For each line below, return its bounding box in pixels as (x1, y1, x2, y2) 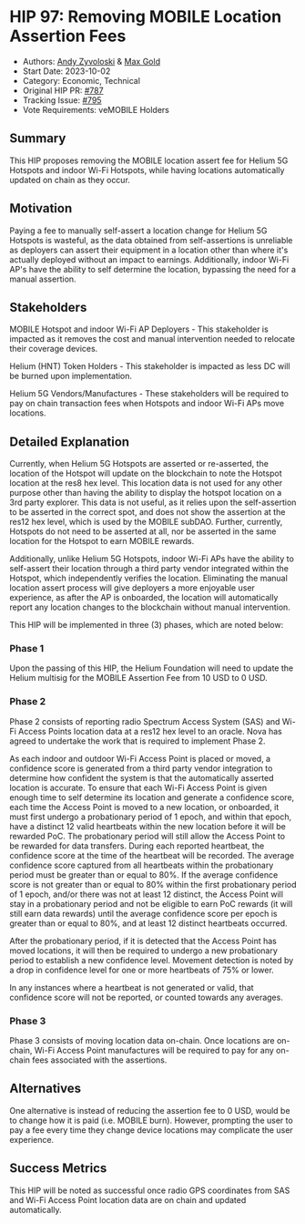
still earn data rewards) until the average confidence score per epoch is (9, 908, 278, 919)
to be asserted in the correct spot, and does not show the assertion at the (9, 507, 286, 518)
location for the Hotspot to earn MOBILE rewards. (9, 536, 195, 547)
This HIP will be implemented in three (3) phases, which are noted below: (9, 620, 284, 631)
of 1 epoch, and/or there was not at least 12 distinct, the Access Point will (9, 889, 284, 900)
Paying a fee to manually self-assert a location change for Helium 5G (9, 225, 268, 236)
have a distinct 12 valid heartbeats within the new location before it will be (9, 820, 287, 831)
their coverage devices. (9, 344, 98, 355)
